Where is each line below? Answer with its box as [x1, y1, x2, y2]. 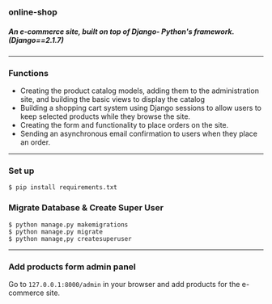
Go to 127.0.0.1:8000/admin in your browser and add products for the [8, 280, 240, 289]
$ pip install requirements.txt [8, 184, 117, 192]
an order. [19, 137, 51, 147]
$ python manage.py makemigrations [8, 221, 129, 229]
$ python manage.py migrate [8, 227, 104, 236]
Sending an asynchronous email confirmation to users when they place [19, 129, 257, 139]
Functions [8, 67, 49, 78]
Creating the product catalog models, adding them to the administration [19, 86, 259, 95]
